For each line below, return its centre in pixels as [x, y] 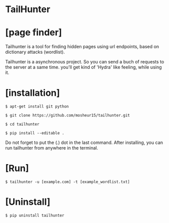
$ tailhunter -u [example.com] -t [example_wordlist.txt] [68, 182]
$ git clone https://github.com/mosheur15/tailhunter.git [68, 116]
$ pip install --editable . [35, 133]
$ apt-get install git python [37, 107]
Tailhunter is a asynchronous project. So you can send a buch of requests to [85, 62]
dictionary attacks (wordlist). [35, 52]
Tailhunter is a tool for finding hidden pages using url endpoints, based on [82, 47]
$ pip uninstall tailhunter [35, 215]
